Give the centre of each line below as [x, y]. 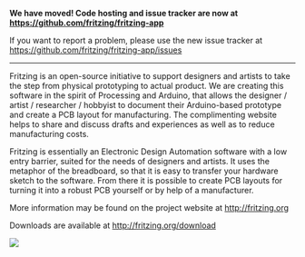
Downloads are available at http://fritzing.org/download [113, 225]
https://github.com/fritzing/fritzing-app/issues [96, 50]
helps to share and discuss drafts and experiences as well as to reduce [142, 124]
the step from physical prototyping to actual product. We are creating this [147, 86]
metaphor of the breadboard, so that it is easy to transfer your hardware [144, 171]
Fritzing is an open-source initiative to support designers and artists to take [150, 76]
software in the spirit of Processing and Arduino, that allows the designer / [148, 95]
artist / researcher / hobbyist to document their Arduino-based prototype [146, 105]
